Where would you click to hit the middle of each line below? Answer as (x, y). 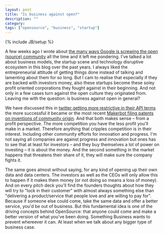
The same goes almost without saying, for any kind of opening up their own (81, 170)
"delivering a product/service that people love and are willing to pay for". (78, 196)
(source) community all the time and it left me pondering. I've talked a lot (78, 57)
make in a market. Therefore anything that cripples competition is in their (78, 129)
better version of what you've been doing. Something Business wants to (78, 217)
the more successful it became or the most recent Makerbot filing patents (79, 113)
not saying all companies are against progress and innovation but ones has (81, 139)
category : (15, 23)
